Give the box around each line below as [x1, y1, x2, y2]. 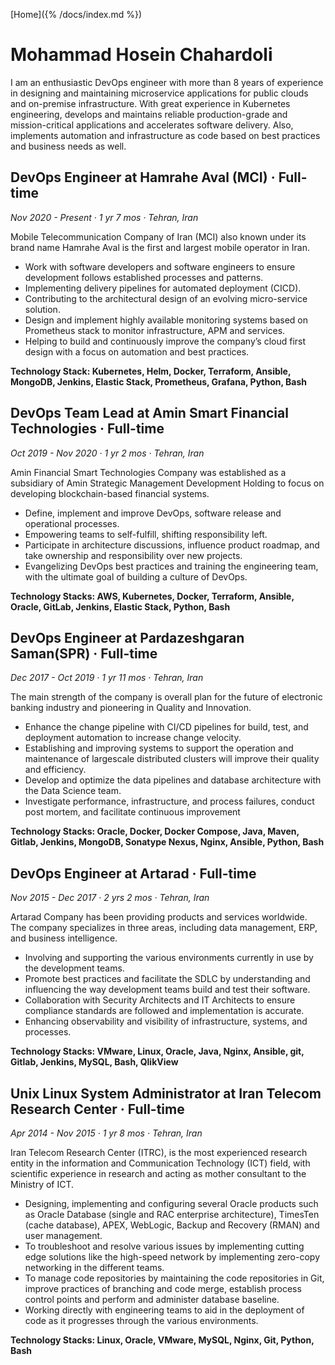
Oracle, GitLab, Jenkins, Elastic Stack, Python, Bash [10, 600, 231, 613]
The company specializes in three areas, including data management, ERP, [10, 922, 318, 934]
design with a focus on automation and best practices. [24, 345, 250, 358]
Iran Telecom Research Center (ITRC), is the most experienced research [10, 1147, 308, 1158]
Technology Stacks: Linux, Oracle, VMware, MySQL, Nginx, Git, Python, [10, 1334, 315, 1346]
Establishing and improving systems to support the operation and [24, 742, 294, 754]
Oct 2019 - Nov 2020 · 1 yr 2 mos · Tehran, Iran [10, 447, 205, 459]
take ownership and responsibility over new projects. [24, 549, 243, 561]
